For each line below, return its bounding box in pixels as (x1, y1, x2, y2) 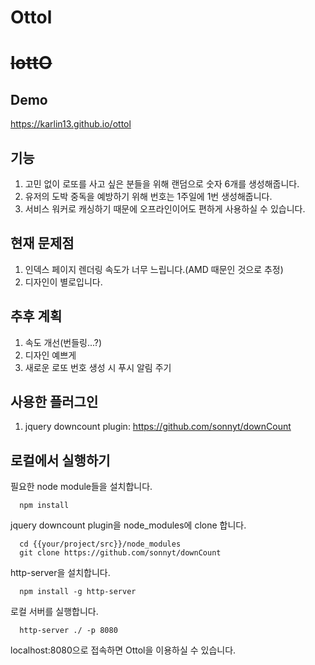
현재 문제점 (10, 235, 75, 252)
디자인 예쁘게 (24, 349, 77, 361)
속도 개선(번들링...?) (24, 336, 103, 348)
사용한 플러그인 (10, 394, 99, 411)
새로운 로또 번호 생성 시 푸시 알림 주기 (24, 361, 172, 373)
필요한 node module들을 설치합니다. (10, 481, 153, 493)
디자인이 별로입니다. (24, 276, 103, 288)
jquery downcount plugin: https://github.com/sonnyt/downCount (24, 421, 292, 433)
